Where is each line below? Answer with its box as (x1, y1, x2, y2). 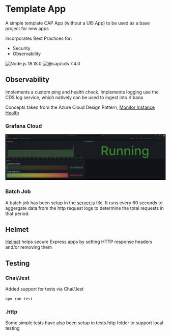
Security (12, 45, 31, 51)
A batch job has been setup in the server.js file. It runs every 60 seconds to (5, 200, 163, 206)
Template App (5, 3, 66, 15)
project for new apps (5, 25, 49, 31)
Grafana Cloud (5, 122, 42, 129)
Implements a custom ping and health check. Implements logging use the (5, 89, 159, 95)
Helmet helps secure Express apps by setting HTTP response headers (5, 238, 153, 245)
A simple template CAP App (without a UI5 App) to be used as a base (5, 20, 150, 26)
